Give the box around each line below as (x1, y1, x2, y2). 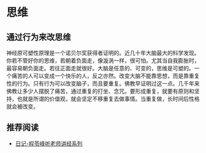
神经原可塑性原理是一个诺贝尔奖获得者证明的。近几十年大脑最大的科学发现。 (6, 50, 200, 56)
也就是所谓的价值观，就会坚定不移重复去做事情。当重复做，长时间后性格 (17, 95, 200, 102)
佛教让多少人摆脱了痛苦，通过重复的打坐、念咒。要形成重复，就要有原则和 (6, 88, 194, 95)
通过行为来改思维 (6, 32, 71, 42)
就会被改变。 (6, 103, 39, 110)
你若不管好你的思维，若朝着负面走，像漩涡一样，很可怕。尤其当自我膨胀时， (6, 57, 200, 64)
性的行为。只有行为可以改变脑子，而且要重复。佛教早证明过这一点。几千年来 (6, 80, 200, 87)
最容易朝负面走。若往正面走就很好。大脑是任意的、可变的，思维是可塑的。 (6, 65, 194, 72)
